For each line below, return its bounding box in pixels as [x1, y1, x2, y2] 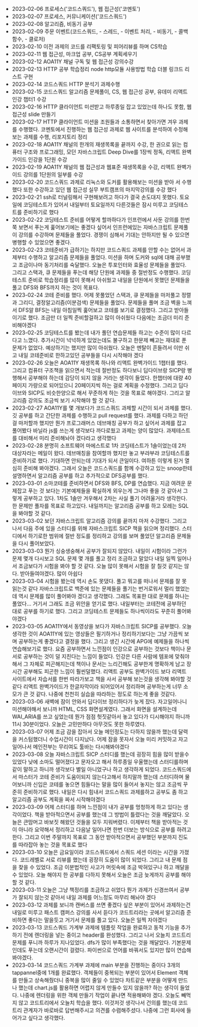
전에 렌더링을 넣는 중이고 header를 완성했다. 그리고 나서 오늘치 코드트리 [23, 931, 191, 938]
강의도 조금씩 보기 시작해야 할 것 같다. [28, 397, 116, 404]
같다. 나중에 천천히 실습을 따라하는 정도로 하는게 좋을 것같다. [35, 690, 177, 698]
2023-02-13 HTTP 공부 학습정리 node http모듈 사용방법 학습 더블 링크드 [11, 66, 184, 72]
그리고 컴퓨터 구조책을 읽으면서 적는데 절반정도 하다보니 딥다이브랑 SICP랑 [11, 367, 186, 373]
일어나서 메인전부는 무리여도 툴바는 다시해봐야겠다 [11, 743, 130, 750]
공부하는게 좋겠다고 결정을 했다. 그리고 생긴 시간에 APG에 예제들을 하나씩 [18, 638, 190, 645]
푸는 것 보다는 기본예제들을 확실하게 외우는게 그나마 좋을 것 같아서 [28, 487, 182, 494]
